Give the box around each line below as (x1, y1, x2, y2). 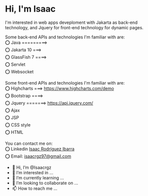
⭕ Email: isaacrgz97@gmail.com (5, 153, 72, 159)
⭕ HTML (5, 129, 23, 135)
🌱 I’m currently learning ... (12, 175, 64, 180)
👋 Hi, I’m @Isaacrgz (12, 164, 52, 170)
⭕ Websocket (5, 69, 34, 74)
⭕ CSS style (5, 122, 31, 127)
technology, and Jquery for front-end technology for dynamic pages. (5, 24, 144, 30)
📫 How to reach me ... (12, 185, 57, 191)
